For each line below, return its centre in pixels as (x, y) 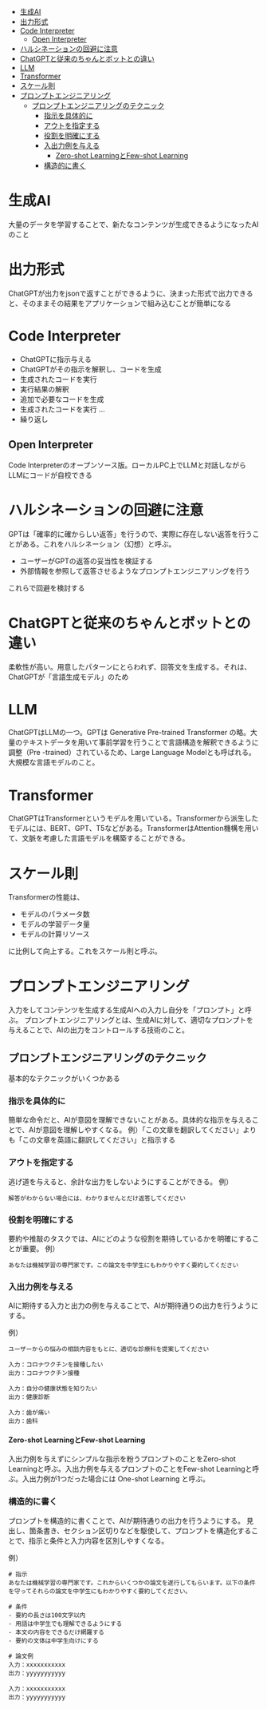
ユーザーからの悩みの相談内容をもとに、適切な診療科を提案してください (109, 1349)
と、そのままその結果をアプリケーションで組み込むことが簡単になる (120, 303)
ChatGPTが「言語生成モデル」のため (69, 677)
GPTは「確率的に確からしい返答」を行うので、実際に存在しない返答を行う (130, 534)
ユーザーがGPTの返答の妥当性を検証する (86, 561)
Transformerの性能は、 (46, 897)
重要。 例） (41, 1248)
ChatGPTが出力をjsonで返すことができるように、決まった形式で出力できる (131, 293)
